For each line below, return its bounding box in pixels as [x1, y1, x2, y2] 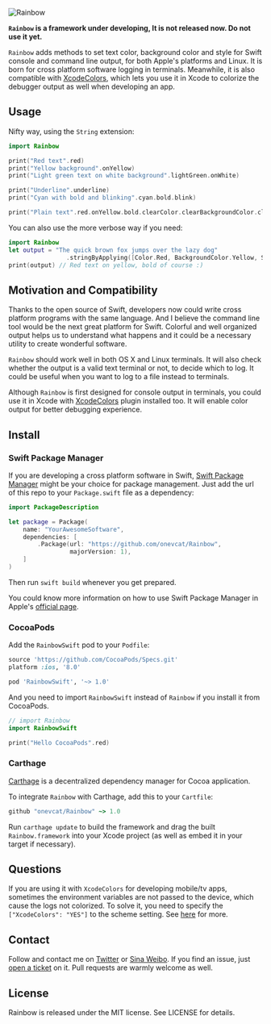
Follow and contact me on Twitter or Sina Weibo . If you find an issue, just [8, 955, 251, 964]
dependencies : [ [23, 533, 78, 541]
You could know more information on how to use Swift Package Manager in [8, 593, 259, 603]
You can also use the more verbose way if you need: [8, 223, 183, 232]
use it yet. [8, 32, 43, 41]
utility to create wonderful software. [8, 339, 127, 349]
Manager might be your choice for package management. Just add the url [8, 479, 254, 488]
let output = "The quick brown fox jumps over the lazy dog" [8, 246, 219, 254]
